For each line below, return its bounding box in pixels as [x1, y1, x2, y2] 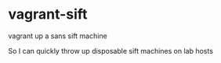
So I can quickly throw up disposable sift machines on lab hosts [8, 46, 214, 55]
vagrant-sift [8, 5, 88, 23]
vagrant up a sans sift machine [8, 31, 107, 40]
